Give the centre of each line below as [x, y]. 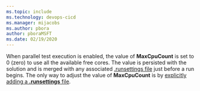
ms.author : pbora [28, 28]
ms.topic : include [29, 12]
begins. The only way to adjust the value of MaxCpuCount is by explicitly [96, 75]
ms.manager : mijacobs [33, 23]
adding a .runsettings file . [39, 81]
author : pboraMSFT [29, 34]
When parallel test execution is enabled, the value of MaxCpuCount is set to [100, 56]
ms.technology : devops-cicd [41, 17]
